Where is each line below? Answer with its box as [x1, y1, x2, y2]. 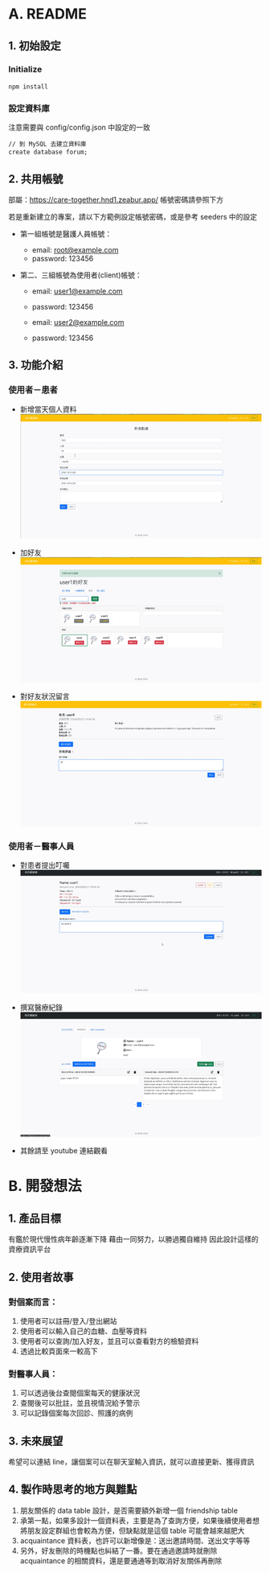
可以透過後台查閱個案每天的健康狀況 [19, 1388, 141, 1398]
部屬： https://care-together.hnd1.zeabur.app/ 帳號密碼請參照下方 [8, 195, 223, 204]
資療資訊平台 [8, 1244, 51, 1255]
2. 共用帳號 [8, 172, 63, 186]
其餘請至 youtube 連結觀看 [19, 1146, 108, 1156]
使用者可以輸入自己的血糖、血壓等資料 [19, 1326, 147, 1336]
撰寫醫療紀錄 [19, 1003, 63, 1012]
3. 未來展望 [8, 1434, 63, 1448]
